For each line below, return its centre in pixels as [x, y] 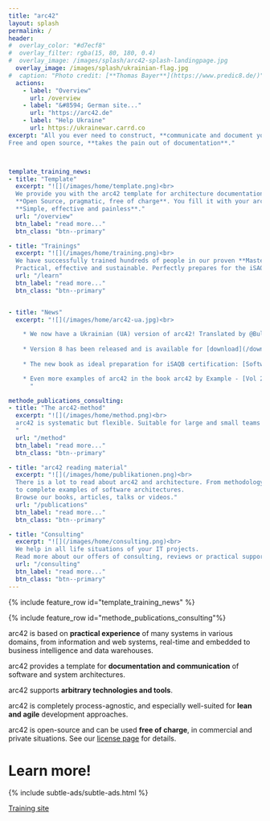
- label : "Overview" [57, 90]
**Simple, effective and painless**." [81, 209]
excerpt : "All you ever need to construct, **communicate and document [131, 135]
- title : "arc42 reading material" [68, 467]
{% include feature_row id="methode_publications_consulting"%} [117, 618]
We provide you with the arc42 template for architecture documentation [140, 194]
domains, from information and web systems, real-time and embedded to [129, 642]
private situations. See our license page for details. [92, 738]
